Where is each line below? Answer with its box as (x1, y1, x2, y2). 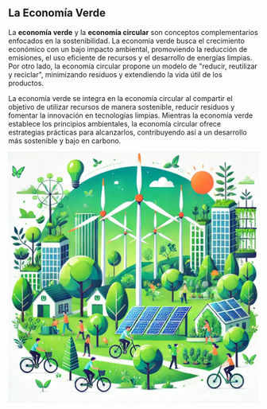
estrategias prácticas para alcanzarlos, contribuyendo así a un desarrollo (8, 127, 248, 137)
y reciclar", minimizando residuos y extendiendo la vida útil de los (8, 69, 222, 79)
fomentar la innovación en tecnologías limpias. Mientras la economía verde (8, 111, 253, 120)
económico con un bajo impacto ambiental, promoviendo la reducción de (8, 44, 248, 54)
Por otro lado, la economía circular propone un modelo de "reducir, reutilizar (8, 61, 258, 71)
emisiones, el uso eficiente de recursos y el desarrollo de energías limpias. (8, 53, 253, 62)
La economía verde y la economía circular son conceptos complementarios (8, 27, 258, 37)
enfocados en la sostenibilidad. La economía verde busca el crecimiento (8, 36, 245, 45)
